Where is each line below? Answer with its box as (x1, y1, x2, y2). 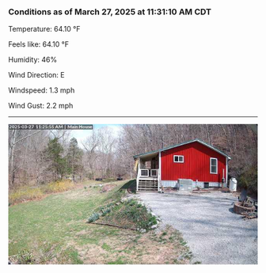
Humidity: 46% (8, 55, 58, 65)
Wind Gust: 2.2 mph (8, 101, 74, 111)
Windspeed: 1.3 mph (8, 85, 75, 95)
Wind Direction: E (8, 70, 65, 80)
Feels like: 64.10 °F (8, 40, 70, 49)
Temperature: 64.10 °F (8, 25, 81, 34)
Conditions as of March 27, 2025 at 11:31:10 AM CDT (8, 6, 212, 17)
